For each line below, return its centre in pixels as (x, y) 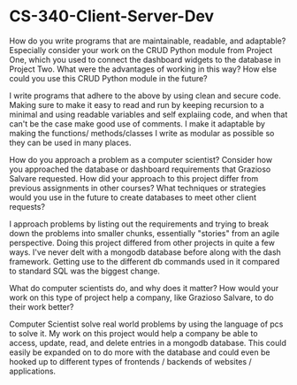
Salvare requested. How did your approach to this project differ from (134, 178)
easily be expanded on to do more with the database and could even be (140, 352)
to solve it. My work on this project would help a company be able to (133, 333)
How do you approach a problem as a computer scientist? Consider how (141, 159)
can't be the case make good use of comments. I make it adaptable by (137, 123)
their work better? (42, 306)
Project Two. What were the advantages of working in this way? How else (143, 69)
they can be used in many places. (70, 142)
